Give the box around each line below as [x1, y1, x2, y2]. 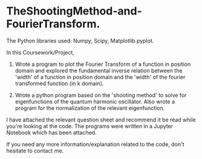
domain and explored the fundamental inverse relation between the [15, 67, 183, 74]
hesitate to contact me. [6, 147, 64, 154]
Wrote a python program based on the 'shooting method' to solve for [15, 91, 187, 99]
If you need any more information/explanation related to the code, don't [6, 140, 184, 148]
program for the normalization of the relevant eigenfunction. [15, 104, 165, 111]
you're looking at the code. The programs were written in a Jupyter [6, 122, 174, 129]
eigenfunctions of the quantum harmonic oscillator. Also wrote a [15, 98, 175, 105]
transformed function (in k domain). [15, 80, 104, 87]
